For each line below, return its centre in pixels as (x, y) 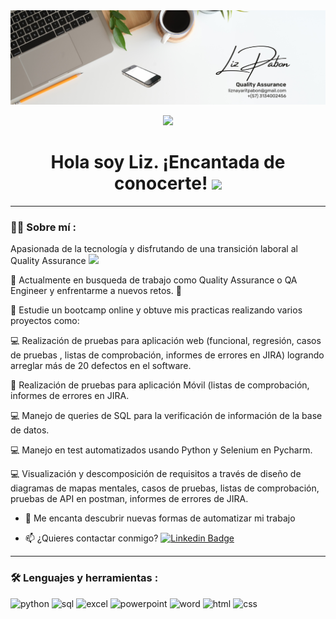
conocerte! (160, 183)
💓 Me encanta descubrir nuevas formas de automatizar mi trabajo (160, 518)
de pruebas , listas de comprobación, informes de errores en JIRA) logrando (167, 355)
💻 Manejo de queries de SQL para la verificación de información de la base (166, 416)
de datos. (30, 430)
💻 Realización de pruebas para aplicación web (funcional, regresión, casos (166, 341)
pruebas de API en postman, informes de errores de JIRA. (129, 499)
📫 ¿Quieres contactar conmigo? (91, 538)
